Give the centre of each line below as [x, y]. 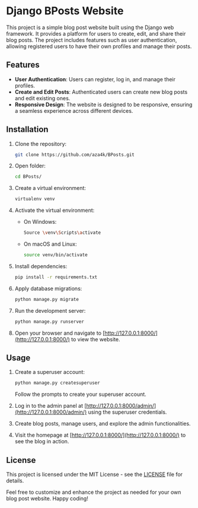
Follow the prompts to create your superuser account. [80, 394]
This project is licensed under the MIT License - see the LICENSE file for [94, 474]
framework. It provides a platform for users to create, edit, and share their [96, 33]
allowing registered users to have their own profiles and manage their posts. [99, 46]
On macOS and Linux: [50, 244]
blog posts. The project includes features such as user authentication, [92, 40]
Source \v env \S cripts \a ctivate [62, 233]
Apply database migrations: [48, 288]
